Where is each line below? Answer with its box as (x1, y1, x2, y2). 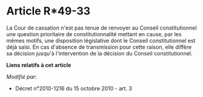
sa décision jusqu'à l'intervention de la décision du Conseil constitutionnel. (6, 49, 193, 57)
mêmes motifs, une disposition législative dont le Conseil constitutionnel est (6, 37, 196, 44)
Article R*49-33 (6, 4, 91, 18)
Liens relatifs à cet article (6, 61, 72, 69)
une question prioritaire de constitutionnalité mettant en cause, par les (6, 30, 182, 37)
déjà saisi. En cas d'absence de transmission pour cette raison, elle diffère (6, 43, 192, 51)
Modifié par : (6, 73, 38, 80)
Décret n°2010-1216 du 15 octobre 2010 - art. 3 (15, 84, 132, 92)
